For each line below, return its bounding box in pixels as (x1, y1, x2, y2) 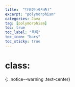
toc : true (5, 25, 25, 30)
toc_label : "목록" (5, 30, 41, 35)
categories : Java (5, 16, 41, 21)
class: (5, 60, 30, 71)
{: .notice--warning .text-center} (5, 76, 71, 82)
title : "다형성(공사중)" (5, 7, 52, 12)
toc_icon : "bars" (5, 35, 41, 40)
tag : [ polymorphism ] (5, 21, 48, 26)
